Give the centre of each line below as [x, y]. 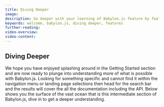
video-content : [20, 37]
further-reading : [23, 28]
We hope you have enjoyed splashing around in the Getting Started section [80, 68]
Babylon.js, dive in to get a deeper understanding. [55, 99]
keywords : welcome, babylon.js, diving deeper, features [64, 23]
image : [12, 14]
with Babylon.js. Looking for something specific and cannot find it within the [81, 78]
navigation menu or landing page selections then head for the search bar [78, 84]
